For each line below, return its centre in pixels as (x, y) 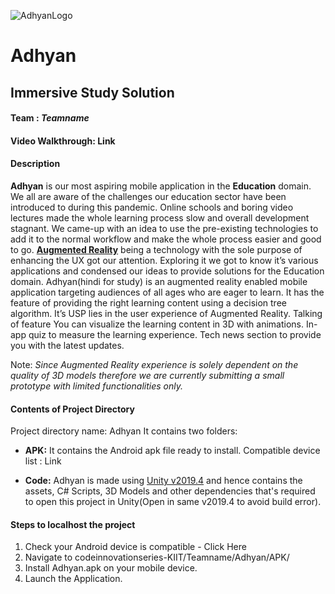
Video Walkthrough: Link (63, 141)
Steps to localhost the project (73, 524)
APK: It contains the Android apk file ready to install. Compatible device (172, 451)
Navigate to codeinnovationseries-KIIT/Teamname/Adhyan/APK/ (157, 557)
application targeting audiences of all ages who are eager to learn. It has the (167, 292)
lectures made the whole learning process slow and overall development (160, 217)
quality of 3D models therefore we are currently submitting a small (147, 375)
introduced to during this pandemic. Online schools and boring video (152, 207)
